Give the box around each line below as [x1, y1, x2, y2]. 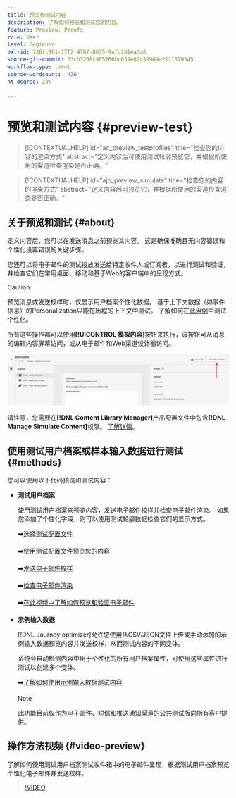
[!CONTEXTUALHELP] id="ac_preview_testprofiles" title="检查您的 [24, 144, 218, 152]
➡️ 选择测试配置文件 [17, 530, 73, 538]
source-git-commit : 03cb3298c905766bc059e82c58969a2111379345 [7, 56, 194, 63]
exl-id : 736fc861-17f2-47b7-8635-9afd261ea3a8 [7, 49, 147, 56]
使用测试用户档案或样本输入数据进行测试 [7, 444, 183, 457]
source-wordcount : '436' [7, 70, 80, 77]
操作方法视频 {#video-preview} [7, 740, 146, 752]
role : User [7, 34, 39, 41]
